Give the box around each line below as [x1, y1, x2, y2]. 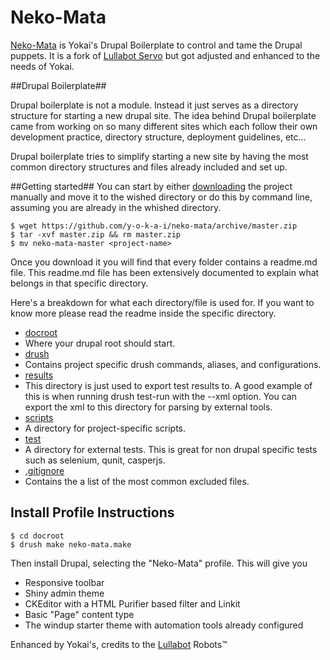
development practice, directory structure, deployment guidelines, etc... [10, 131, 307, 143]
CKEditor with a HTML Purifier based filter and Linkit [24, 597, 241, 610]
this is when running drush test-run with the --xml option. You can [24, 390, 297, 402]
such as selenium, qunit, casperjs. [24, 454, 166, 466]
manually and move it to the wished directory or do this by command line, [10, 191, 313, 203]
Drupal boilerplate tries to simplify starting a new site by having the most [10, 150, 309, 162]
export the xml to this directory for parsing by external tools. [24, 401, 273, 413]
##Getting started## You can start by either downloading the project [10, 180, 293, 192]
